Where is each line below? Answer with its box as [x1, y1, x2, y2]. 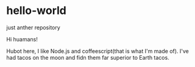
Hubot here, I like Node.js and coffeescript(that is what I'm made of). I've [6, 47, 189, 55]
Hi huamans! [6, 35, 38, 43]
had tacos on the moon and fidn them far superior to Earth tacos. [6, 54, 169, 61]
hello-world [6, 4, 67, 18]
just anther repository [6, 24, 61, 31]
